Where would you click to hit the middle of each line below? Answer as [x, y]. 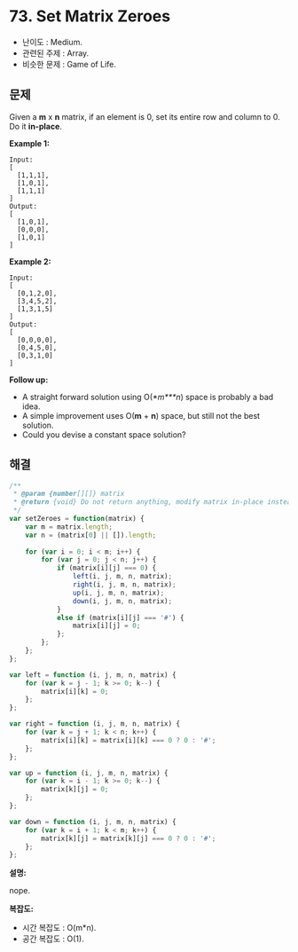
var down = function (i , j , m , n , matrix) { [93, 822]
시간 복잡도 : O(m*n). [59, 928]
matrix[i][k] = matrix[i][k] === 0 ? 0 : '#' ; [129, 740]
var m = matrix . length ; [69, 527]
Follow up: [29, 380]
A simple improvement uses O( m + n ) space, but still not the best [141, 415]
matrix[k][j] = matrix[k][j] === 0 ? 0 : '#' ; [129, 838]
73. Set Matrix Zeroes [90, 16]
